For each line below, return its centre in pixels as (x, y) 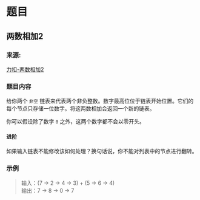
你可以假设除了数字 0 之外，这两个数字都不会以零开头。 (76, 122)
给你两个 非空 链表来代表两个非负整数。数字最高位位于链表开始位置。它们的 (100, 101)
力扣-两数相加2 (25, 69)
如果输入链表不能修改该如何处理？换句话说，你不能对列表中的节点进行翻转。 (102, 151)
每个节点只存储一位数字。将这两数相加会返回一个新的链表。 (81, 109)
